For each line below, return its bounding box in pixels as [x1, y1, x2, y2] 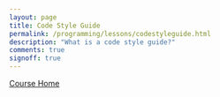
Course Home [9, 78, 60, 88]
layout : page [9, 12, 57, 22]
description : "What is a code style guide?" [9, 37, 176, 47]
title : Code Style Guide [9, 21, 101, 30]
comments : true [9, 46, 65, 55]
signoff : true [9, 54, 62, 63]
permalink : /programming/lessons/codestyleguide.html [9, 29, 212, 38]
